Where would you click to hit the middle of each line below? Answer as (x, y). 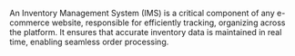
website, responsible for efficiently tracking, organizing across (168, 23)
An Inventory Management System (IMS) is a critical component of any (142, 13)
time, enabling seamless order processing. (89, 42)
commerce (30, 23)
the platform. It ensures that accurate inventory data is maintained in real (146, 32)
